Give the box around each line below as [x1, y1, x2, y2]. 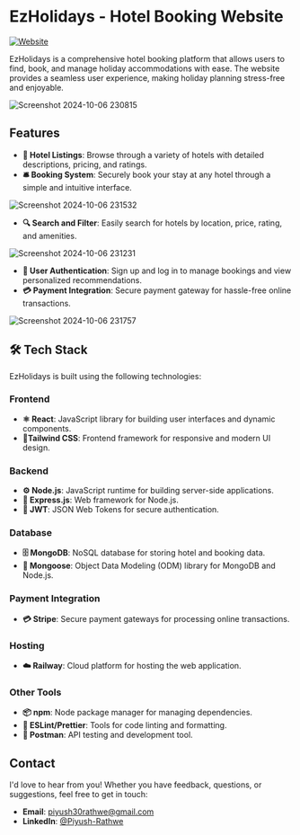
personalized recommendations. [22, 274, 142, 285]
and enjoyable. [9, 82, 65, 93]
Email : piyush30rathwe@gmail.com [22, 806, 154, 817]
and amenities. [22, 230, 77, 241]
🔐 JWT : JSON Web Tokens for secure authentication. [22, 504, 220, 515]
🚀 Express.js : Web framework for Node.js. [22, 494, 180, 505]
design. [22, 442, 51, 453]
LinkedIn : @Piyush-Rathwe [22, 816, 124, 827]
